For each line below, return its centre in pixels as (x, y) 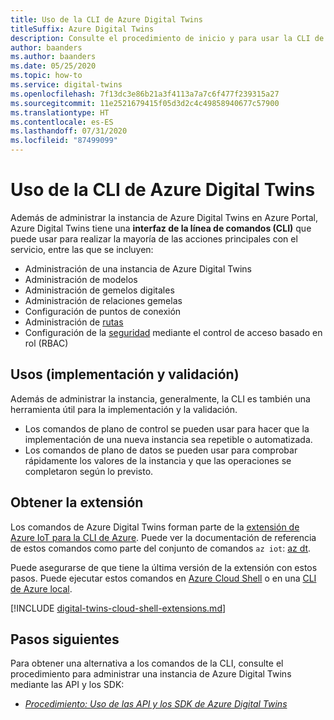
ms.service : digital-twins (66, 85)
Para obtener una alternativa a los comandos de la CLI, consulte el (147, 663)
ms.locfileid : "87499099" (64, 141)
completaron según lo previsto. (89, 471)
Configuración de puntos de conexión (103, 311)
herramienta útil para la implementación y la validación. (124, 409)
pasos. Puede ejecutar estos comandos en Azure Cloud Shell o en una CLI (163, 578)
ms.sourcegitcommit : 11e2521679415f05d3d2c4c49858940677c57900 (145, 103)
